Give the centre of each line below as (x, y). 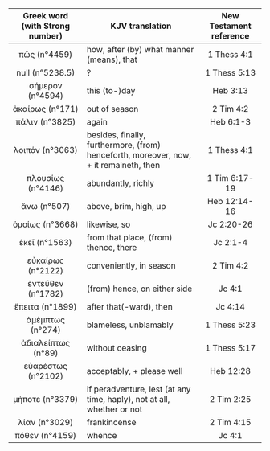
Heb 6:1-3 (231, 122)
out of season (113, 109)
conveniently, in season (131, 266)
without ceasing (117, 348)
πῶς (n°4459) (46, 54)
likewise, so (109, 224)
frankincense (112, 422)
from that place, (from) (130, 238)
